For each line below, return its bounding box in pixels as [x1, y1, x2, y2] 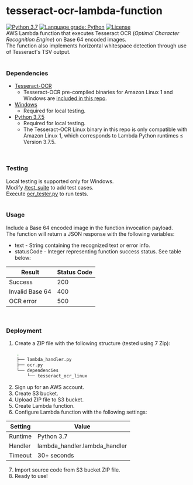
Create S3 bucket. [14, 390, 58, 397]
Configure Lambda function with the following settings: [14, 408, 147, 415]
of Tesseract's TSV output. [6, 48, 71, 55]
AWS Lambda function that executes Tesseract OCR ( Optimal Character [6, 29, 180, 36]
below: [14, 254, 31, 261]
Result [21, 268, 40, 276]
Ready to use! [14, 472, 48, 479]
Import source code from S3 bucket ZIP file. [14, 466, 120, 473]
